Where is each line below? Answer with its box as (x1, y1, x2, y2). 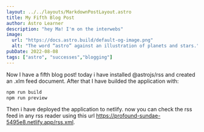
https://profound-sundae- (96, 112, 161, 119)
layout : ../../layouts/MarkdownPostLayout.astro (6, 9, 132, 15)
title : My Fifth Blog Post (6, 15, 75, 21)
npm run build (6, 89, 42, 95)
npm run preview (6, 95, 47, 101)
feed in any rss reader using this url (6, 112, 95, 119)
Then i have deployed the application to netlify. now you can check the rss (6, 106, 192, 113)
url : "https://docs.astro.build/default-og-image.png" (12, 37, 154, 43)
